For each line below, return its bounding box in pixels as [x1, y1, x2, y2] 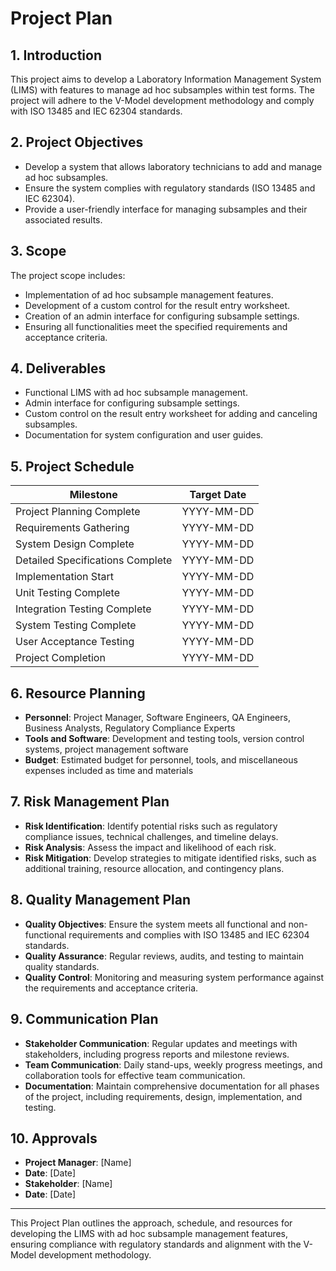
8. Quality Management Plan [10, 892, 192, 909]
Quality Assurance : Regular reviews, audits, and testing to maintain [24, 950, 305, 962]
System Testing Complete [15, 618, 137, 632]
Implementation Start [15, 570, 114, 584]
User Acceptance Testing [15, 635, 135, 649]
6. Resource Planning [10, 685, 146, 702]
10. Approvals [10, 1130, 98, 1147]
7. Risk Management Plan [10, 793, 170, 811]
